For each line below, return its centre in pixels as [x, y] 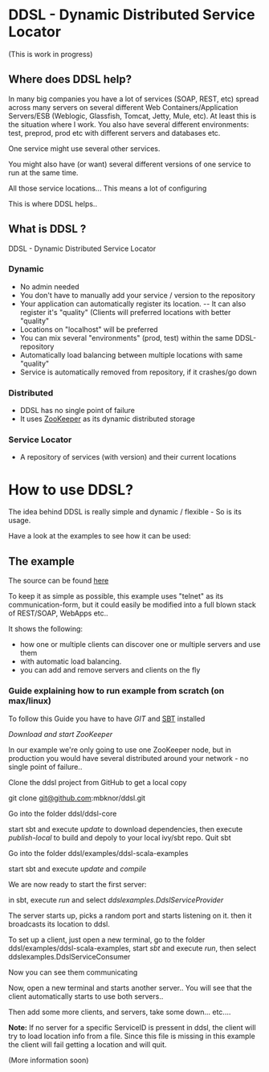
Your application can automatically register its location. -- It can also [133, 304]
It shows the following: [45, 629]
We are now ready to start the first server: [77, 884]
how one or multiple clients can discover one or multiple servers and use [140, 644]
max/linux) [30, 701]
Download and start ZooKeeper [61, 734]
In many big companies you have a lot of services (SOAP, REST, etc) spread [134, 99]
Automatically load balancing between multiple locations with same [131, 354]
